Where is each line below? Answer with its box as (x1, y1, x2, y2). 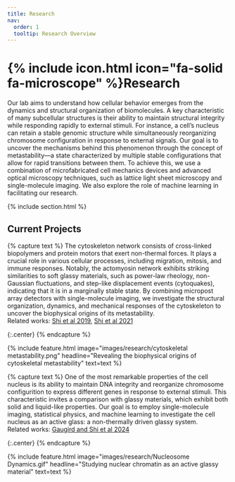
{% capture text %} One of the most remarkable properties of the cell (7, 373, 209, 381)
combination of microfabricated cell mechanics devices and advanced (7, 167, 211, 175)
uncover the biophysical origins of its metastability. (7, 309, 155, 318)
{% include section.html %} (7, 203, 87, 211)
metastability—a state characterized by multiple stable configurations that (7, 151, 222, 159)
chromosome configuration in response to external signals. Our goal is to (7, 136, 219, 145)
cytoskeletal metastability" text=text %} (7, 359, 122, 367)
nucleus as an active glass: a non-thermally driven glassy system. (7, 418, 198, 426)
